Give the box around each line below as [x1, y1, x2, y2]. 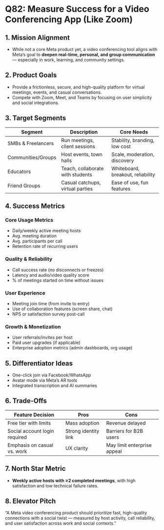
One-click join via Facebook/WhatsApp [12, 372, 91, 378]
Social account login [7, 427, 54, 434]
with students [61, 171, 92, 178]
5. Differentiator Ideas [5, 359, 73, 368]
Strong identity [65, 427, 100, 434]
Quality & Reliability [5, 256, 53, 263]
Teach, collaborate [61, 165, 104, 172]
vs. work [7, 448, 27, 454]
